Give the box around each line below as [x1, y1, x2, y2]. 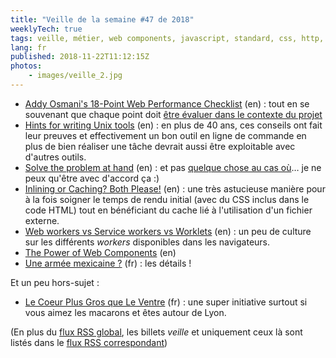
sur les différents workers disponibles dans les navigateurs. [24, 236, 271, 248]
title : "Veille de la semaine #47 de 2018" [10, 14, 195, 25]
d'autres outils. [24, 151, 87, 163]
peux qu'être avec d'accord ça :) [24, 172, 160, 184]
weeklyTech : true [10, 24, 83, 34]
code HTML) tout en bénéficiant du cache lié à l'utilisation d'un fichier [24, 204, 313, 216]
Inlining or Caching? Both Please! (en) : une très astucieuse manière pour [24, 182, 326, 195]
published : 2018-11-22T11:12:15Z [10, 52, 150, 62]
